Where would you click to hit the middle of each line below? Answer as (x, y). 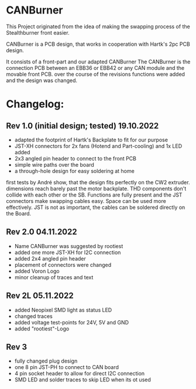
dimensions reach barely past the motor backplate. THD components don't (96, 188)
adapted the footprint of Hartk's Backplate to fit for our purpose (91, 140)
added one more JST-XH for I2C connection (68, 252)
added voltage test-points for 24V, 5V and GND (72, 322)
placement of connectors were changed (63, 265)
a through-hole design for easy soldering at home (74, 171)
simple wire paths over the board (54, 164)
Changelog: (35, 104)
